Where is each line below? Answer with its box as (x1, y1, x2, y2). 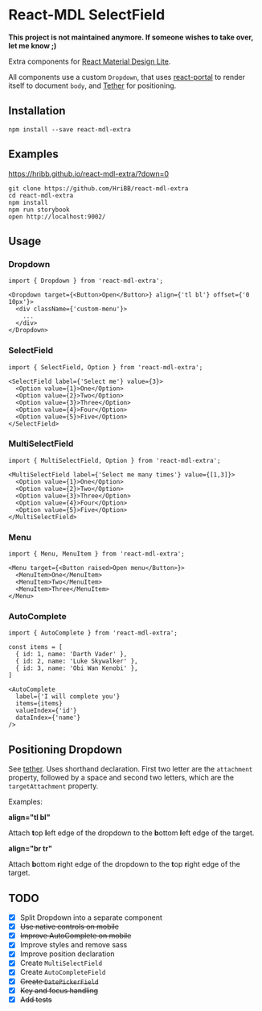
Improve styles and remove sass (19, 940, 128, 950)
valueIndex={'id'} (15, 707, 78, 715)
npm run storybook (8, 206, 70, 214)
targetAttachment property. (8, 781, 99, 791)
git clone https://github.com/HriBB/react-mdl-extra (8, 184, 189, 193)
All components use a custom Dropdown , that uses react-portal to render (8, 72, 245, 81)
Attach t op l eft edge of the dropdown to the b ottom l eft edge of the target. (8, 828, 255, 838)
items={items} (15, 700, 63, 708)
